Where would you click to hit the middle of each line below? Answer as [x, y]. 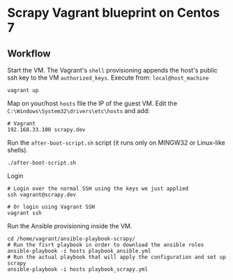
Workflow [29, 53]
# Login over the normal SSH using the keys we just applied [98, 189]
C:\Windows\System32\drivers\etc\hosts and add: [78, 111]
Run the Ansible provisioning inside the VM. [70, 226]
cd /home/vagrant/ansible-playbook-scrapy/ [72, 239]
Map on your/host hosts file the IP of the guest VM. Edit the [92, 103]
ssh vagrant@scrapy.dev [42, 195]
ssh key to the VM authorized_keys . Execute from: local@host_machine [108, 78]
